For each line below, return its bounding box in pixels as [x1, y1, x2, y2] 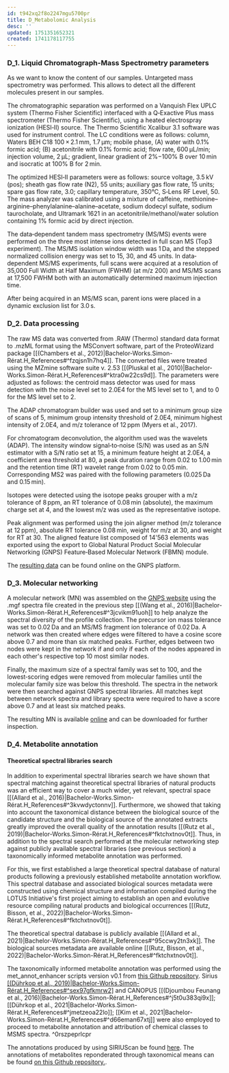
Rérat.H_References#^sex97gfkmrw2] [7, 987, 114, 995]
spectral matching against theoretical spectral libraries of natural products [7, 779, 216, 787]
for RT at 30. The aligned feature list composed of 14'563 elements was [7, 533, 209, 542]
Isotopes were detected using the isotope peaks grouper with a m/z [7, 491, 198, 499]
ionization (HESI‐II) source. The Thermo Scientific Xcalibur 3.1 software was [7, 123, 220, 132]
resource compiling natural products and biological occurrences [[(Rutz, [7, 902, 211, 910]
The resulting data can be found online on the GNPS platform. [7, 561, 181, 569]
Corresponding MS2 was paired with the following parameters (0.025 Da [7, 470, 211, 479]
